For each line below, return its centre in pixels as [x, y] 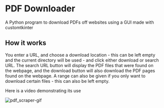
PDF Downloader [40, 9]
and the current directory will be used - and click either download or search [82, 60]
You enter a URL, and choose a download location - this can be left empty [80, 55]
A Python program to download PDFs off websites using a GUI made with [80, 22]
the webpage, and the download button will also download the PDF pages [80, 71]
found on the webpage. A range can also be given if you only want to [75, 76]
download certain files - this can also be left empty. [57, 81]
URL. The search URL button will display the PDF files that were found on [79, 65]
